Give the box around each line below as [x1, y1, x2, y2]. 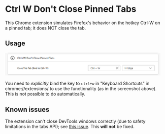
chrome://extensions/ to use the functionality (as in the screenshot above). [5, 86, 157, 92]
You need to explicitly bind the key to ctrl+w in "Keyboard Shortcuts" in [5, 80, 150, 87]
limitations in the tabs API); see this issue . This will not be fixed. [5, 124, 134, 130]
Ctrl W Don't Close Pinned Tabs [5, 3, 136, 15]
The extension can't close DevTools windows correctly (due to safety [5, 118, 146, 124]
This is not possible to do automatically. [5, 91, 86, 97]
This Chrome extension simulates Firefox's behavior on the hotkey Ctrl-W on [5, 20, 160, 26]
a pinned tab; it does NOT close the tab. [5, 25, 86, 31]
